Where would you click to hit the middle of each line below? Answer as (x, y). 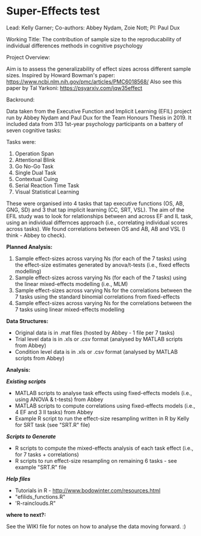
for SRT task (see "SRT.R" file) (52, 424)
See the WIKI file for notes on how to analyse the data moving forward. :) (96, 526)
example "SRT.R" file (41, 467)
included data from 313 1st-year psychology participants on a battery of (95, 124)
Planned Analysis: (29, 246)
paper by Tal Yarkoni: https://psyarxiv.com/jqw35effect (74, 88)
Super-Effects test (53, 11)
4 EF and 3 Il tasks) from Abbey (54, 412)
